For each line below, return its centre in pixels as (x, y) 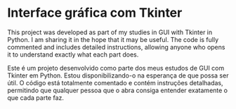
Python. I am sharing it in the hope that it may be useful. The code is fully (113, 39)
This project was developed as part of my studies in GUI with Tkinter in (110, 32)
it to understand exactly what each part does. (73, 54)
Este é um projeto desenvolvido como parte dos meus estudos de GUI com (116, 68)
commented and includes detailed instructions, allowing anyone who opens (116, 47)
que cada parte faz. (36, 97)
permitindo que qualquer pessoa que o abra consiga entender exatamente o (118, 90)
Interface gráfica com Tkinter (95, 13)
